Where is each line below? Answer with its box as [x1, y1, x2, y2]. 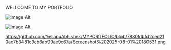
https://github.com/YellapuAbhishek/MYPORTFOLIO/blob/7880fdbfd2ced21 [5, 34, 164, 39]
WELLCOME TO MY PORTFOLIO [5, 5, 73, 10]
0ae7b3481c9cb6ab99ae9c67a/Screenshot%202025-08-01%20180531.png [5, 39, 166, 45]
